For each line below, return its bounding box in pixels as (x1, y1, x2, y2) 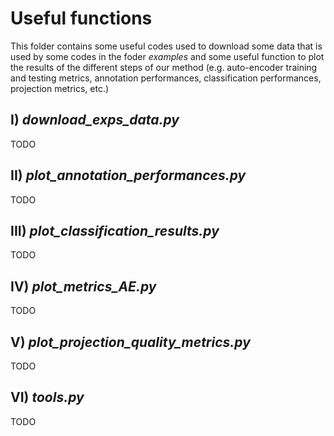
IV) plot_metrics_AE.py (10, 278, 157, 295)
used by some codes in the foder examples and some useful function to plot (10, 50, 325, 62)
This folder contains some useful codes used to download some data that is (10, 40, 323, 52)
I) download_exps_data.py (10, 112, 180, 129)
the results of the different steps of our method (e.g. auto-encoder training (10, 61, 318, 73)
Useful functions (10, 7, 153, 30)
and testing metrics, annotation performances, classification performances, (10, 72, 322, 84)
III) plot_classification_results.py (10, 222, 220, 239)
